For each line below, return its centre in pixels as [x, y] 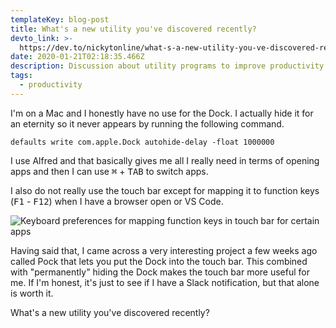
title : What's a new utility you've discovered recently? [133, 29]
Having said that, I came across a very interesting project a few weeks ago [164, 250]
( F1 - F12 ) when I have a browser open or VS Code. [117, 201]
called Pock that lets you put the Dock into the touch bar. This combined [159, 261]
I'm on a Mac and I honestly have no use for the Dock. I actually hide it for [162, 113]
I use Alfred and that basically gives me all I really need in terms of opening [165, 160]
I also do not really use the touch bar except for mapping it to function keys [165, 190]
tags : [21, 76]
